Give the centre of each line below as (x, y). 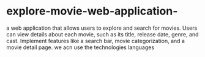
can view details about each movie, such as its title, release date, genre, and (102, 34)
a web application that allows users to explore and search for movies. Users (102, 28)
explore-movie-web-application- (92, 11)
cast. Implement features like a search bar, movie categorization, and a (96, 41)
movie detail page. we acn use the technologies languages (80, 47)
